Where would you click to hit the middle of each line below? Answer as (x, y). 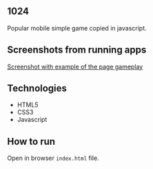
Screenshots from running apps (77, 50)
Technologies (37, 88)
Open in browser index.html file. (53, 158)
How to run (31, 141)
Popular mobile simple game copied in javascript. (77, 28)
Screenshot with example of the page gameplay (75, 66)
